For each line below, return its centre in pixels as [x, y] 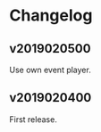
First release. [34, 119]
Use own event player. [50, 70]
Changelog [51, 16]
